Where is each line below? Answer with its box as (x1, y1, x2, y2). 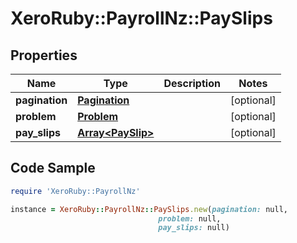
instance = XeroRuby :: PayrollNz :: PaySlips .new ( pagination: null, (10, 204, 288, 214)
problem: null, (158, 213, 222, 224)
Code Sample (10, 160, 96, 177)
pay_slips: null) (158, 223, 230, 233)
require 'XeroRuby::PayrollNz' (10, 186, 141, 196)
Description (163, 77, 221, 90)
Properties (10, 47, 78, 64)
